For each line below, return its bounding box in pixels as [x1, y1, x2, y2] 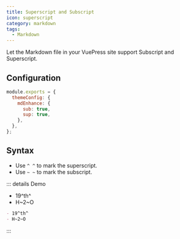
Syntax [6, 145, 34, 156]
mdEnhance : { [17, 100, 51, 106]
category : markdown [6, 20, 56, 26]
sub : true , [22, 106, 51, 112]
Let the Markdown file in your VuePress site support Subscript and [6, 48, 174, 56]
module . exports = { [6, 89, 56, 95]
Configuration [6, 73, 61, 83]
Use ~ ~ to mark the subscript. [15, 168, 92, 175]
